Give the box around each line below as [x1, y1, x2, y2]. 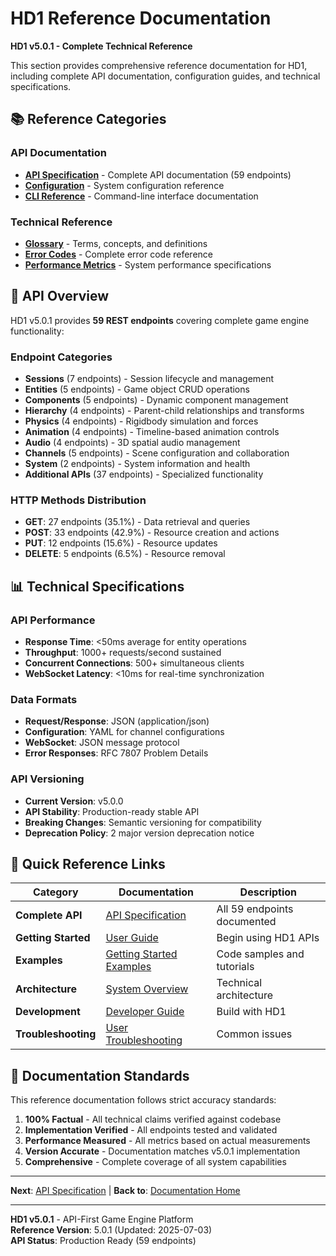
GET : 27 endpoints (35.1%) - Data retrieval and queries [24, 516, 251, 528]
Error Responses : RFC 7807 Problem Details [24, 747, 209, 759]
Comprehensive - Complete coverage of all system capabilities [24, 1156, 287, 1168]
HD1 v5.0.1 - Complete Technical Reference [10, 40, 193, 52]
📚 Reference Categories [10, 111, 167, 128]
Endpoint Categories [10, 350, 113, 364]
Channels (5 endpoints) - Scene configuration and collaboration [24, 447, 290, 459]
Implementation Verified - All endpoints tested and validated [24, 1124, 278, 1136]
